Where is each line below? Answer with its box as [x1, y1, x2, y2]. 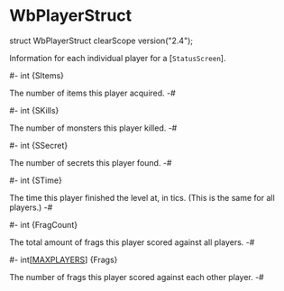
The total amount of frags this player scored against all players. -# [9, 236, 255, 248]
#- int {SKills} [9, 105, 60, 115]
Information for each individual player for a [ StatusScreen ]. [9, 52, 226, 63]
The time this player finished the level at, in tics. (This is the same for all [9, 192, 275, 203]
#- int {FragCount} [9, 219, 78, 230]
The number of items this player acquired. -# [9, 87, 176, 98]
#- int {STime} [9, 175, 63, 186]
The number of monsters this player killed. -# [9, 123, 178, 133]
